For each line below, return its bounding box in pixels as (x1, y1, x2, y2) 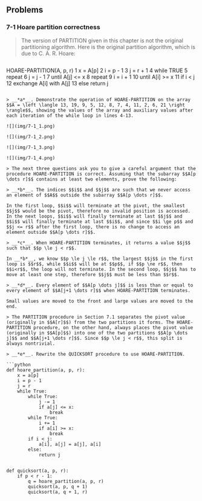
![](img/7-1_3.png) (6, 144, 56, 150)
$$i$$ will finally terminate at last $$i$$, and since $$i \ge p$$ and (6, 218, 194, 225)
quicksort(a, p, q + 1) (28, 483, 88, 489)
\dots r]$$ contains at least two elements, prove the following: (6, 176, 177, 182)
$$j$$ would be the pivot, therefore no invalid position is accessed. (6, 208, 191, 214)
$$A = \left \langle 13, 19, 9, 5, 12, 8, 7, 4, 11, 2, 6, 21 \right (6, 102, 186, 108)
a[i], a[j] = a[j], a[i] (38, 441, 102, 447)
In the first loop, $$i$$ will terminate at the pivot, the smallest (6, 202, 186, 208)
